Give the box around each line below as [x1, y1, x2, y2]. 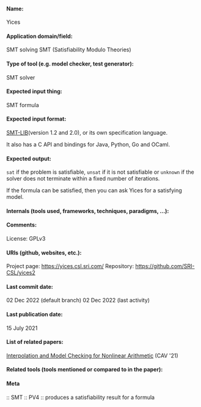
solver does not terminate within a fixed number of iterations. [6, 175, 160, 182]
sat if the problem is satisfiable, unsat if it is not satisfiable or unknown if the [6, 168, 194, 176]
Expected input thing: [6, 88, 62, 95]
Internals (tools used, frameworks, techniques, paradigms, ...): [6, 207, 169, 214]
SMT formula [6, 101, 40, 108]
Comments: [6, 221, 37, 229]
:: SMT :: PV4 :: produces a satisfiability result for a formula [6, 394, 155, 401]
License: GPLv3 [6, 235, 46, 242]
